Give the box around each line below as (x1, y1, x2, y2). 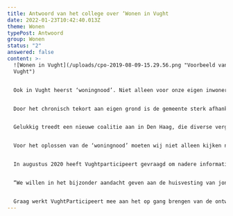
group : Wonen (7, 36, 45, 43)
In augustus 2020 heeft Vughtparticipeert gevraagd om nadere (13, 161, 197, 168)
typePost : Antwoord (7, 29, 64, 37)
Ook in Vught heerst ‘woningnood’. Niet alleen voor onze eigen (13, 87, 203, 93)
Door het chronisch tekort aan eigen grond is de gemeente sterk (13, 105, 207, 112)
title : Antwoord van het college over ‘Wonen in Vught (7, 10, 169, 17)
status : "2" (7, 42, 42, 49)
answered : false (7, 49, 54, 56)
